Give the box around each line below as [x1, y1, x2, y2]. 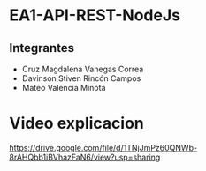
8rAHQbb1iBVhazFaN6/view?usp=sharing [9, 152, 161, 162]
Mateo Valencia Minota [21, 83, 106, 93]
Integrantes [9, 41, 75, 56]
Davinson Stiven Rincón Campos [21, 73, 141, 84]
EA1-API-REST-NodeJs [9, 5, 181, 26]
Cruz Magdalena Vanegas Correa [21, 63, 144, 74]
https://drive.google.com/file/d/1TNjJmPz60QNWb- [9, 142, 197, 152]
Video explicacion [9, 114, 144, 133]
